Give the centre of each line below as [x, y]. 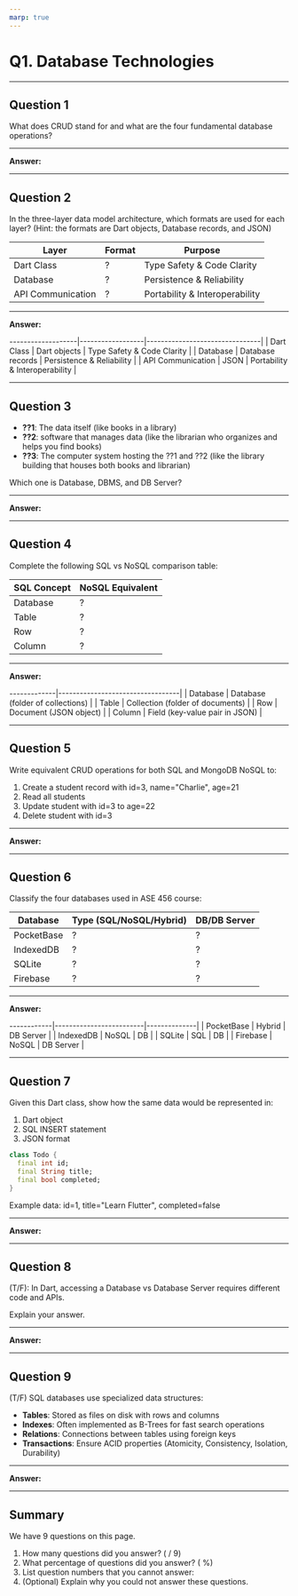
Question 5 [40, 748]
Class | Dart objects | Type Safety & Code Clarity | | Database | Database [142, 351]
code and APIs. [37, 1298]
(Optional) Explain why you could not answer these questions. [135, 1582]
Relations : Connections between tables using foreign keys [129, 1434]
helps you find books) [62, 446]
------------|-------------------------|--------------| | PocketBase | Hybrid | [148, 1026]
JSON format [46, 1139]
